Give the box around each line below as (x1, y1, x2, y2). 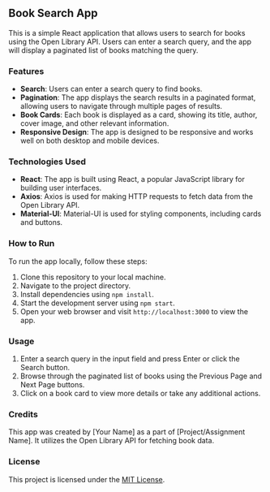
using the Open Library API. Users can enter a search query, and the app (8, 37, 252, 46)
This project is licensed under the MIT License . (8, 474, 165, 484)
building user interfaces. (19, 183, 102, 193)
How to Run (8, 238, 55, 249)
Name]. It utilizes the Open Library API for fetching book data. (8, 436, 215, 446)
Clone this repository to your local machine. (19, 272, 166, 282)
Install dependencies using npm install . (19, 289, 154, 299)
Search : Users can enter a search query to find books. (19, 84, 203, 94)
